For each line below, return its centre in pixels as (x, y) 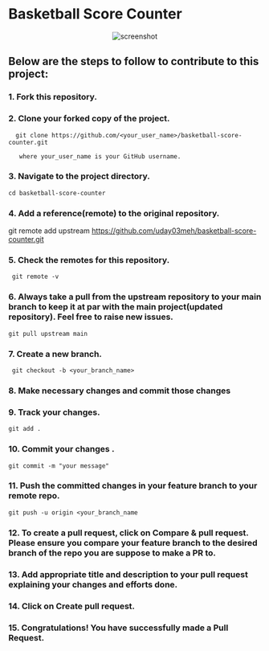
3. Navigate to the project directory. (79, 176)
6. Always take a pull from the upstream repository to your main (135, 297)
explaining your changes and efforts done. (93, 584)
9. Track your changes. (54, 412)
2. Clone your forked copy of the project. (89, 119)
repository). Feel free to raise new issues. (91, 317)
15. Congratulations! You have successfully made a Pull (118, 628)
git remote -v (35, 277)
